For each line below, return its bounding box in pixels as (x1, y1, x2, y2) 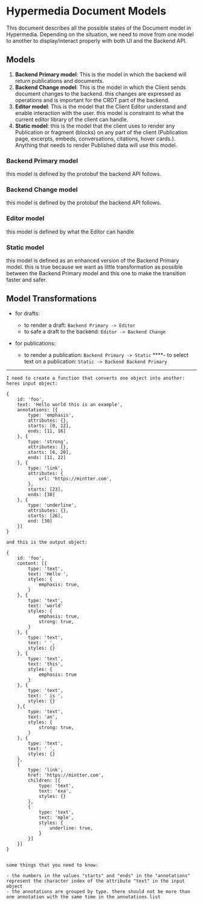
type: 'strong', (28, 439, 69, 445)
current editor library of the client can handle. (14, 116, 129, 123)
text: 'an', (28, 714, 59, 720)
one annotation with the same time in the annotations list (6, 894, 161, 900)
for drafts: (14, 310, 40, 317)
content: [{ (17, 560, 47, 566)
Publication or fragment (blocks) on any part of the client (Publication (14, 128, 188, 136)
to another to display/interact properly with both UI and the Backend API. (6, 37, 187, 44)
